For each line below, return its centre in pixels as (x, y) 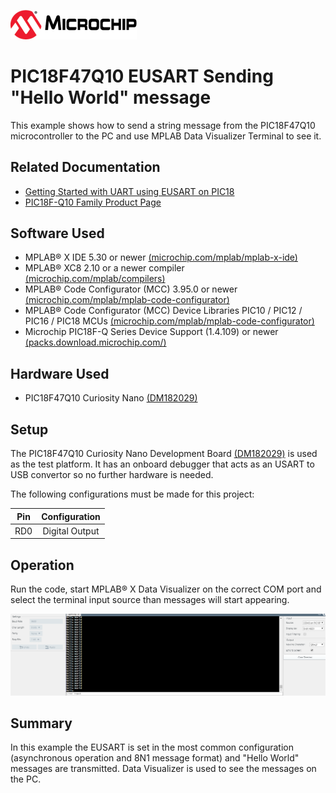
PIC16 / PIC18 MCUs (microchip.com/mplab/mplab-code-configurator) (169, 321)
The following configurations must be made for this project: (132, 494)
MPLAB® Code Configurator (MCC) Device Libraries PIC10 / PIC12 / (163, 311)
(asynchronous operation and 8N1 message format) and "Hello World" (155, 758)
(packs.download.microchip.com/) (95, 342)
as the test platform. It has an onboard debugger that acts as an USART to (162, 464)
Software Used (57, 233)
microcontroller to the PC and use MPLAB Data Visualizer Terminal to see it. (166, 136)
